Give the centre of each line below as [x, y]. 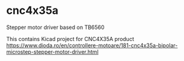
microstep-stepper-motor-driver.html [52, 51]
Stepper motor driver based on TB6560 [55, 27]
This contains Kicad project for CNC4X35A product [70, 39]
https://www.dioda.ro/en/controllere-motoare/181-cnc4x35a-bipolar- [92, 45]
